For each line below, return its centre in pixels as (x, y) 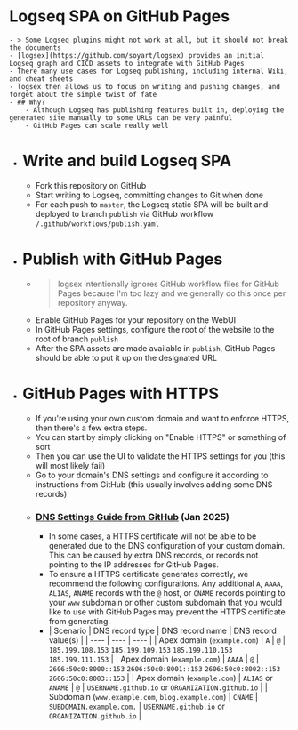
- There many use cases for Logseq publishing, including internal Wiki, (149, 71)
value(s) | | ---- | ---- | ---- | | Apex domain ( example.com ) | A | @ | (167, 640)
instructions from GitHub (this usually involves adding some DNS (154, 484)
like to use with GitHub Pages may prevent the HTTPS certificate (167, 612)
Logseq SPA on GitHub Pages (119, 16)
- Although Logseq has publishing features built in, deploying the (155, 110)
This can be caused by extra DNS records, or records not (153, 555)
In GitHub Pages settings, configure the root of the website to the (155, 329)
